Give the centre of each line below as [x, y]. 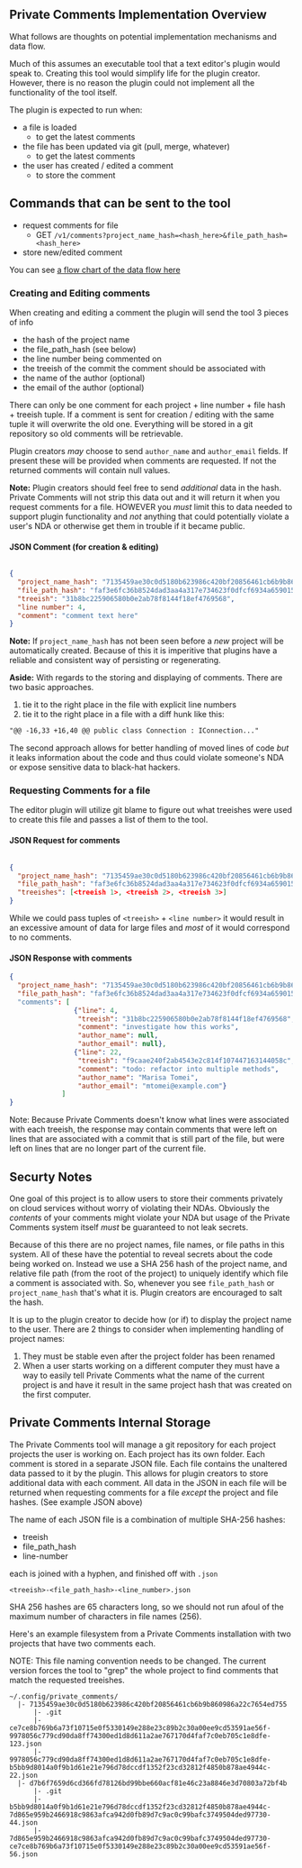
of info [22, 322]
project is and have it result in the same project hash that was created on [157, 1385]
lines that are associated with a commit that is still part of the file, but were [147, 1139]
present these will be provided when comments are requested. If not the [143, 460]
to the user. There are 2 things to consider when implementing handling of [147, 1329]
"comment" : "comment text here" [78, 615]
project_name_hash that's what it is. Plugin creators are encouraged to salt [146, 1293]
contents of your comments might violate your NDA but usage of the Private [150, 1218]
